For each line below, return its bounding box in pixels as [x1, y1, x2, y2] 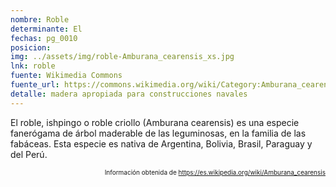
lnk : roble [10, 61, 56, 71]
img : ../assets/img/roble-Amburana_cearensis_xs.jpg [10, 52, 235, 62]
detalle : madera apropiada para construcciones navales [10, 89, 248, 99]
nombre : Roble [10, 14, 70, 25]
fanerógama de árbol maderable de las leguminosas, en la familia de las [10, 127, 307, 139]
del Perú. [10, 148, 48, 160]
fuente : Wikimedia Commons [10, 71, 123, 81]
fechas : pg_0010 [10, 33, 78, 43]
